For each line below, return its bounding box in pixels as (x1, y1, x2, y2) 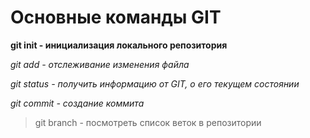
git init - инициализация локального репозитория (10, 39, 228, 51)
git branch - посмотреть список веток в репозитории (34, 116, 262, 128)
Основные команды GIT (10, 6, 222, 29)
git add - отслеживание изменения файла (10, 58, 190, 70)
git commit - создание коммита (10, 97, 145, 109)
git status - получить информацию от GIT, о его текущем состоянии (10, 77, 300, 90)
